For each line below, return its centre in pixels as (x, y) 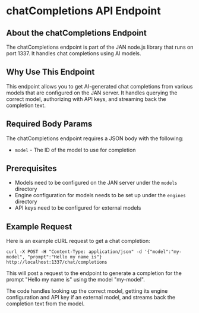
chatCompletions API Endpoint (84, 11)
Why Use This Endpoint (50, 72)
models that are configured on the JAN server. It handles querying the (92, 93)
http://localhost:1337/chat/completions (57, 263)
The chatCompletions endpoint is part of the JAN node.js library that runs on (100, 47)
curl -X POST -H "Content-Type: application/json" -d (74, 252)
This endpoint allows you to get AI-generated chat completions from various (99, 86)
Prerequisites (31, 168)
